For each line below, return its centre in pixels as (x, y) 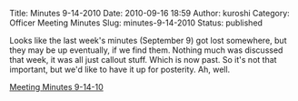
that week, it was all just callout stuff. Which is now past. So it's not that (143, 60)
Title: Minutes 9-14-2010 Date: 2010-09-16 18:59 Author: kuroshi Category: (150, 13)
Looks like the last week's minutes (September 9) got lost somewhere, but (148, 40)
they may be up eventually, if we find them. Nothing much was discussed (146, 50)
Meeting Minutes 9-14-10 (57, 87)
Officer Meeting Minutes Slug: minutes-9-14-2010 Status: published (136, 23)
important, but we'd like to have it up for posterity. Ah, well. (120, 69)
